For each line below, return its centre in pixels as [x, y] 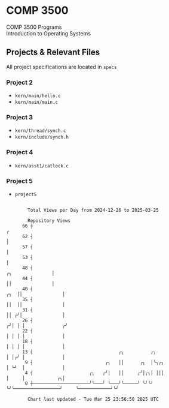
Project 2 [19, 82]
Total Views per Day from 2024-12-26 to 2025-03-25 [93, 210]
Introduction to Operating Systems [49, 33]
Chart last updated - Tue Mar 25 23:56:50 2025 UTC [93, 399]
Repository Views [49, 220]
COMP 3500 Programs [34, 27]
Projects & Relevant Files [53, 52]
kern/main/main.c [36, 103]
